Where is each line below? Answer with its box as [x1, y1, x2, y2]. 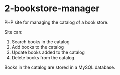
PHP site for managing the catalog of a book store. [4, 19, 109, 25]
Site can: [4, 29, 23, 35]
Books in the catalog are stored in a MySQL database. [4, 64, 115, 70]
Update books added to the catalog [11, 49, 85, 55]
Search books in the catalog [11, 38, 70, 45]
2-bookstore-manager [4, 3, 100, 14]
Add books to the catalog [11, 44, 64, 50]
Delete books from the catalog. [11, 54, 76, 60]
